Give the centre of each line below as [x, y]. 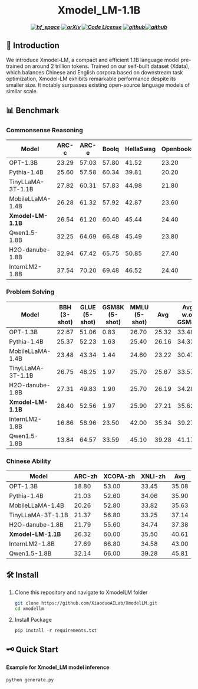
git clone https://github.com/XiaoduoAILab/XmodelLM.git [86, 603]
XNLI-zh [153, 476]
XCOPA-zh [119, 476]
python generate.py [30, 680]
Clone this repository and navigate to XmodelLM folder [81, 592]
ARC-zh [86, 476]
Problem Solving [30, 292]
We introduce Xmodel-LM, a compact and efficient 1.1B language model [93, 60]
